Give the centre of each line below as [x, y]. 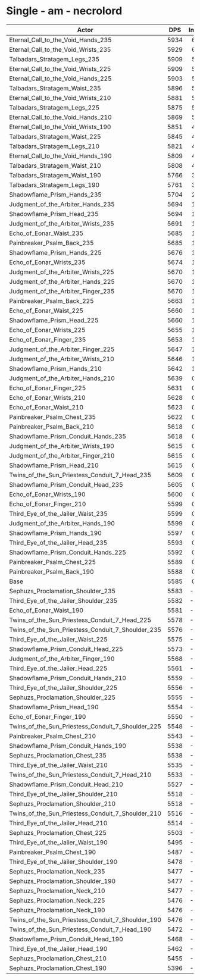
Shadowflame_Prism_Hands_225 [56, 252]
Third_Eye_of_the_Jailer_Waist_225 [59, 639]
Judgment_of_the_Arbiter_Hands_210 [62, 378]
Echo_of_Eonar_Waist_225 [46, 311]
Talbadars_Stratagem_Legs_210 [54, 146]
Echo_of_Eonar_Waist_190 [46, 610]
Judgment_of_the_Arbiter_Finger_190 [62, 659]
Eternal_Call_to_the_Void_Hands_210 [60, 117]
